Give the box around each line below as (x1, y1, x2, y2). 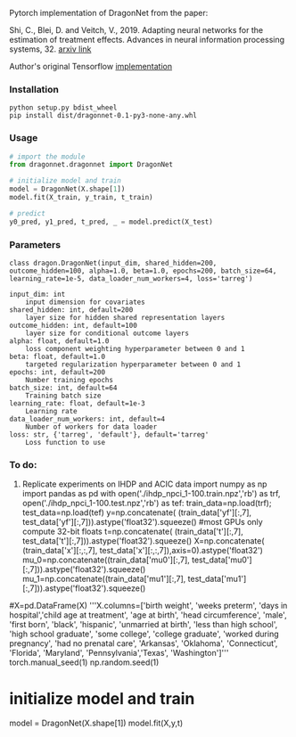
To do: (9, 458, 37, 471)
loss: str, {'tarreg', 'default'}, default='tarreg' (9, 430, 210, 439)
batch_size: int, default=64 (9, 383, 118, 393)
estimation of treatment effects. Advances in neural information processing (9, 35, 285, 45)
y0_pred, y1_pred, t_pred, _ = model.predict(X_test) (9, 217, 214, 226)
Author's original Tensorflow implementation (9, 61, 172, 71)
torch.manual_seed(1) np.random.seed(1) (9, 657, 160, 667)
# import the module (9, 151, 86, 161)
